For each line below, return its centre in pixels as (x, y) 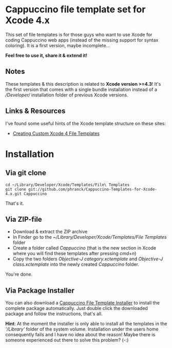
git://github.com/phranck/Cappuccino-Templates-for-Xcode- (93, 189)
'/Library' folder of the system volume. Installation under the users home (82, 329)
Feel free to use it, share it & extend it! (46, 55)
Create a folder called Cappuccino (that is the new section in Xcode (84, 248)
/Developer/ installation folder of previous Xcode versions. (67, 95)
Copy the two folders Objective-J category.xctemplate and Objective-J (88, 259)
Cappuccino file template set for (75, 9)
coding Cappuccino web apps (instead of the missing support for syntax (82, 40)
